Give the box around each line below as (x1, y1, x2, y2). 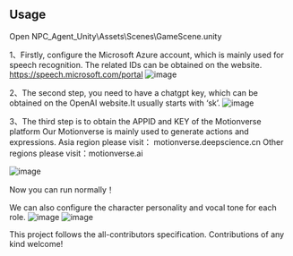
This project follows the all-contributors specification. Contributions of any (9, 228, 285, 240)
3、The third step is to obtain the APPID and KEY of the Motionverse (9, 115, 262, 126)
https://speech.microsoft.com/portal (9, 69, 143, 80)
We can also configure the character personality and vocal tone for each (9, 201, 277, 213)
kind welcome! (9, 238, 64, 249)
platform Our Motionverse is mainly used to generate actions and (9, 125, 249, 137)
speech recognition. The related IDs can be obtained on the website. (9, 59, 263, 70)
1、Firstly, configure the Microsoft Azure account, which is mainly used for (9, 49, 284, 60)
